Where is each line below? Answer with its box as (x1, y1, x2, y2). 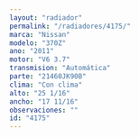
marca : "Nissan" (9, 30, 70, 39)
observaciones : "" (9, 105, 79, 114)
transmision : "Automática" (9, 64, 111, 73)
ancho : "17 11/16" (9, 96, 79, 106)
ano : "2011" (9, 47, 54, 56)
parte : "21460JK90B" (9, 72, 88, 81)
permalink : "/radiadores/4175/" (9, 22, 131, 31)
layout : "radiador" (9, 13, 83, 23)
